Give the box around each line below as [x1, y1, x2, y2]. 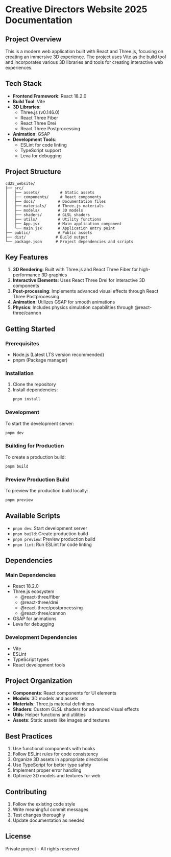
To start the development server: [5, 420, 75, 426]
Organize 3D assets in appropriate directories [12, 756, 109, 763]
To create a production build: [5, 454, 66, 460]
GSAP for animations [12, 615, 57, 622]
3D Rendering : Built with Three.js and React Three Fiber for [12, 267, 138, 273]
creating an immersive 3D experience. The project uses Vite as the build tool [5, 54, 166, 60]
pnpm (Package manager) [12, 357, 68, 363]
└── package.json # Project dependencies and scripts [5, 239, 134, 244]
